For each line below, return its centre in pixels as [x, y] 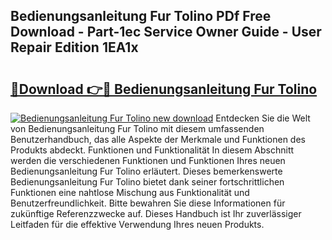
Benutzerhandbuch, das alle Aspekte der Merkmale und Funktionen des [158, 139]
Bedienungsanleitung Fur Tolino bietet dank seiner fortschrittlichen [147, 182]
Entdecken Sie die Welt [263, 118]
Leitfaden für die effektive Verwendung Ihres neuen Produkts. [137, 224]
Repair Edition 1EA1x [74, 47]
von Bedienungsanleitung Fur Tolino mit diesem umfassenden [137, 128]
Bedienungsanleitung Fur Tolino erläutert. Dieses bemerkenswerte [146, 171]
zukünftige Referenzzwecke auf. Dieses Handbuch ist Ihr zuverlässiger [156, 213]
